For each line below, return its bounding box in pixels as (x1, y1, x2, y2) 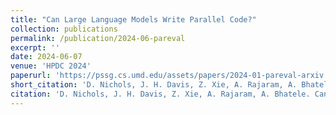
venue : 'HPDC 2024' (10, 61, 92, 71)
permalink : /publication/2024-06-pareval (10, 33, 186, 43)
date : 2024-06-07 (10, 52, 83, 62)
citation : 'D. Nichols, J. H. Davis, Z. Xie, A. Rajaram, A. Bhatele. (10, 89, 311, 99)
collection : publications (10, 24, 118, 34)
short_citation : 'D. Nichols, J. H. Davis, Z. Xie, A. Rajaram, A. (10, 80, 298, 90)
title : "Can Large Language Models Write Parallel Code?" (10, 14, 257, 25)
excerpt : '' (10, 42, 60, 53)
